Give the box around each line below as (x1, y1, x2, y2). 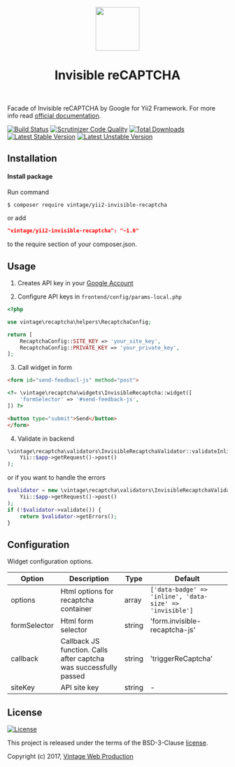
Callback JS (60, 636, 100, 646)
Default (174, 574, 200, 584)
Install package (7, 172, 53, 180)
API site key (60, 682, 99, 692)
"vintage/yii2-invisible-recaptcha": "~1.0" (7, 227, 139, 234)
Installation (7, 152, 57, 164)
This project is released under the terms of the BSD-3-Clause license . (7, 738, 208, 747)
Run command (7, 187, 50, 196)
